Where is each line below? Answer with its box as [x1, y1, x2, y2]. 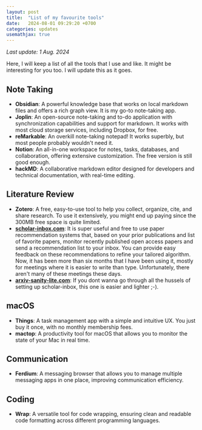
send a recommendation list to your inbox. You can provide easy [15, 244, 176, 252]
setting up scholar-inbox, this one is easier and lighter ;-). [15, 283, 159, 290]
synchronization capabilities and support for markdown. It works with [15, 119, 189, 127]
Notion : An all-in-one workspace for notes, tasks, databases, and [15, 146, 179, 153]
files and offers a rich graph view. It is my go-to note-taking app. [15, 107, 177, 114]
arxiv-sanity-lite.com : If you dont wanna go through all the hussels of [15, 277, 191, 284]
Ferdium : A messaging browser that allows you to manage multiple [15, 370, 183, 378]
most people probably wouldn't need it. [15, 139, 113, 146]
